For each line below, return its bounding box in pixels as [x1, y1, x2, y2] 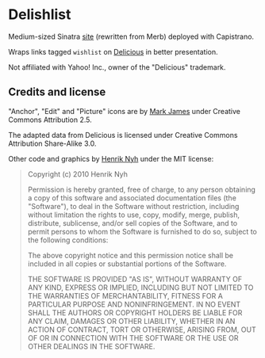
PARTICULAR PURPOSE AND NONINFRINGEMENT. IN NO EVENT [27, 299, 241, 309]
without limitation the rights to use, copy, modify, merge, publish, [27, 210, 240, 219]
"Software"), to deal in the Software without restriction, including [27, 201, 240, 211]
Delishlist [8, 6, 71, 24]
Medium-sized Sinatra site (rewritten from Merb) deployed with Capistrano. [8, 32, 255, 41]
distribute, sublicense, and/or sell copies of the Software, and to [27, 218, 238, 227]
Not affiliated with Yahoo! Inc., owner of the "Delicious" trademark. [8, 62, 226, 72]
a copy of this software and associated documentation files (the [27, 192, 236, 203]
